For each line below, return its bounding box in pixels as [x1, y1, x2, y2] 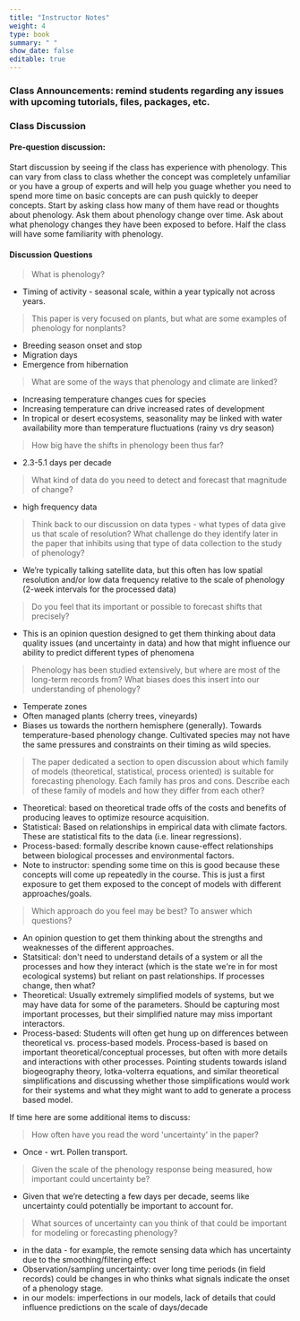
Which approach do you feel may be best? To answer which [30, 906, 253, 917]
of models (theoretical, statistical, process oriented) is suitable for [30, 766, 275, 777]
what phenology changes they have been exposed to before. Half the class [9, 219, 287, 230]
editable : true [9, 55, 66, 64]
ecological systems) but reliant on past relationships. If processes [21, 970, 265, 982]
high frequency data [21, 501, 98, 512]
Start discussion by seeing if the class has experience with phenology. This [9, 162, 287, 173]
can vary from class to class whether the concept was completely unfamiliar [9, 171, 291, 182]
